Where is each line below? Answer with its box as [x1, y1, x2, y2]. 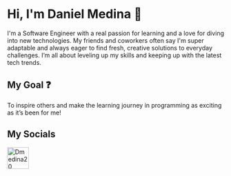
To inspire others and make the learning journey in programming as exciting [7, 101, 222, 109]
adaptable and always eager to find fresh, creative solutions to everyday [7, 43, 212, 52]
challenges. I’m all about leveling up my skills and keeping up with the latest [7, 51, 222, 59]
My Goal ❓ [7, 79, 52, 91]
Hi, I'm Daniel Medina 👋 [7, 6, 143, 22]
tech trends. [7, 58, 41, 66]
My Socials [7, 128, 56, 140]
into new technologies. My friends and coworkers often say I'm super [7, 36, 205, 44]
